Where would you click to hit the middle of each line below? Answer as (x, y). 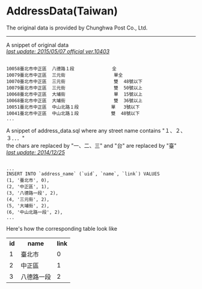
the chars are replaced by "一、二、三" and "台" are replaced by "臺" (91, 145)
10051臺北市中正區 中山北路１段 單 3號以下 (73, 107)
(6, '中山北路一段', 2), (35, 212)
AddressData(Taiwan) (62, 11)
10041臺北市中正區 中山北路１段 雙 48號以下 (73, 113)
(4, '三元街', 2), (28, 199)
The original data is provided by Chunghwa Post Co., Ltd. (77, 28)
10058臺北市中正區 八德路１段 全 (62, 68)
